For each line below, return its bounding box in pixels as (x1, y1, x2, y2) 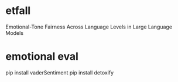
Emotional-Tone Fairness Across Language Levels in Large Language (5, 23, 173, 30)
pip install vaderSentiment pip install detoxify (5, 69, 114, 76)
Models (5, 29, 24, 36)
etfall (5, 4, 31, 17)
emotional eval (5, 50, 78, 63)
